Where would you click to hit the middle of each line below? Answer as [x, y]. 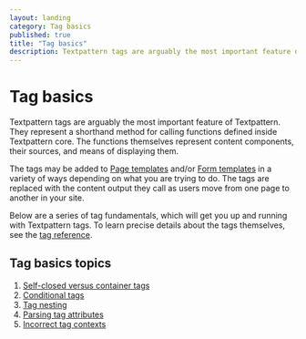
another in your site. [47, 198]
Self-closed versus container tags [86, 285]
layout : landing [40, 18]
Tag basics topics [61, 264]
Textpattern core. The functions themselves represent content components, [152, 141]
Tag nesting [45, 304]
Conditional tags [53, 295]
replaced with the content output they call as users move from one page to [149, 189]
